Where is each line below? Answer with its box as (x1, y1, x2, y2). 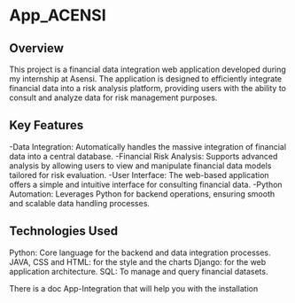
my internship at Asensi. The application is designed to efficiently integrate (9, 74, 283, 84)
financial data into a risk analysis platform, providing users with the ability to (9, 83, 286, 93)
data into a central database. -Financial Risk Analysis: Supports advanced (9, 151, 278, 161)
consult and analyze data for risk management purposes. (9, 92, 218, 103)
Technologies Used (9, 223, 118, 239)
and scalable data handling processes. (9, 198, 151, 208)
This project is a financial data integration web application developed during (9, 64, 286, 74)
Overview (9, 41, 65, 56)
